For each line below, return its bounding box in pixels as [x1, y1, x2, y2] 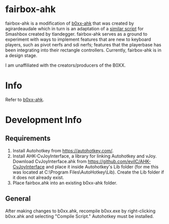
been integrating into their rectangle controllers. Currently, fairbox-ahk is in [5, 47, 162, 53]
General [5, 194, 31, 203]
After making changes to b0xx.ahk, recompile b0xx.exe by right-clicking [5, 208, 156, 214]
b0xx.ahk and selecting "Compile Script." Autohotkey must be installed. [5, 213, 154, 219]
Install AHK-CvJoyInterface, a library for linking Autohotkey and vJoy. [12, 153, 157, 159]
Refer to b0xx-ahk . [5, 96, 45, 102]
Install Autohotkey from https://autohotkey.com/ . [12, 147, 114, 153]
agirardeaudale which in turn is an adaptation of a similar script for [5, 25, 144, 31]
